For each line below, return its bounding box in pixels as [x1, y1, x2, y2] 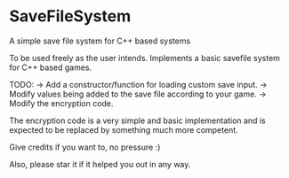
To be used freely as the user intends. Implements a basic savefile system [9, 52, 280, 63]
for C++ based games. [9, 62, 92, 73]
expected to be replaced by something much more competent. [9, 124, 238, 135]
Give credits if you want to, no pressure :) [9, 142, 161, 152]
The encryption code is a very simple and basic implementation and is [9, 115, 267, 126]
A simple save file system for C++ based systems [9, 35, 191, 46]
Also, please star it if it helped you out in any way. [9, 159, 191, 169]
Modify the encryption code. [9, 97, 114, 108]
